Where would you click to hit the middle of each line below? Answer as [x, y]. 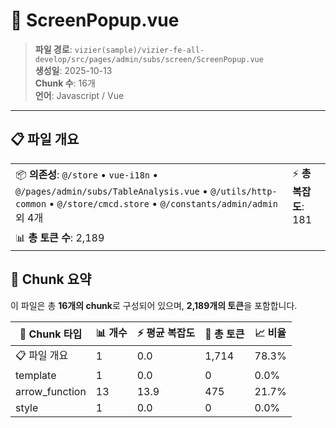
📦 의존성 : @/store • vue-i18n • [87, 174]
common [31, 203]
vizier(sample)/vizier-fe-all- [139, 50]
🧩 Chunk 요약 [51, 279]
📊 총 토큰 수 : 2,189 [60, 237]
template [36, 375]
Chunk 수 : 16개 [65, 83]
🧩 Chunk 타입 [51, 334]
